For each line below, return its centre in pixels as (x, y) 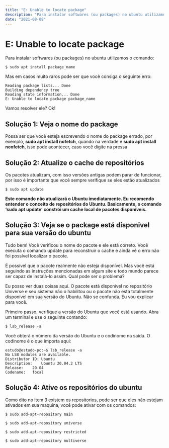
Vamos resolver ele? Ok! (30, 108)
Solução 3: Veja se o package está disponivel (77, 225)
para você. (16, 302)
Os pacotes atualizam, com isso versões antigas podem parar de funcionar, (83, 174)
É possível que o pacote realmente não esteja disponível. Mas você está (80, 265)
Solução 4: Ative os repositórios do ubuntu (74, 388)
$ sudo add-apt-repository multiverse (46, 440)
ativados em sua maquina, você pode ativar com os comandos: (71, 405)
